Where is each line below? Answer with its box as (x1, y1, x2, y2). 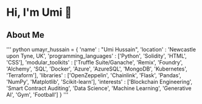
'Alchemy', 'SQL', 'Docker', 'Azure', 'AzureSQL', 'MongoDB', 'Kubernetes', (6, 65, 187, 72)
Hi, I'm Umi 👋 (6, 5, 72, 19)
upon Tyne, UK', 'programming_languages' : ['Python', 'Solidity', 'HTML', (6, 52, 187, 60)
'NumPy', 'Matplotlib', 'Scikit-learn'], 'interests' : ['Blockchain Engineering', (6, 78, 193, 85)
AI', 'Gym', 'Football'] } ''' (6, 91, 69, 98)
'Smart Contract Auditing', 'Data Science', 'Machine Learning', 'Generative (6, 85, 192, 92)
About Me (6, 30, 44, 40)
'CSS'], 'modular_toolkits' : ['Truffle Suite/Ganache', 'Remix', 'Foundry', (6, 59, 183, 66)
